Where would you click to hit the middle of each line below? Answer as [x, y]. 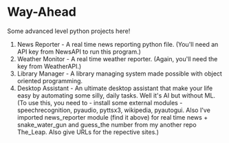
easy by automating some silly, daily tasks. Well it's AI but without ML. [116, 95]
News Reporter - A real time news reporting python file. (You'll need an [118, 44]
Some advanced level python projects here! [69, 31]
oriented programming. [50, 80]
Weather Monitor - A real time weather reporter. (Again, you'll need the [117, 58]
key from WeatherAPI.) [49, 66]
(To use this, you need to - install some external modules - [100, 102]
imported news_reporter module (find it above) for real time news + [112, 117]
